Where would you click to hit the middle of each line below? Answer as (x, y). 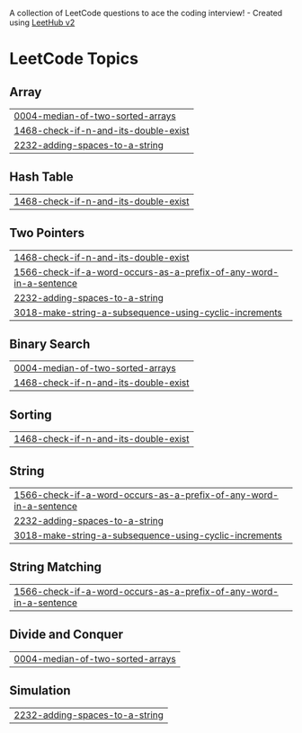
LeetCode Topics (74, 59)
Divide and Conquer (67, 635)
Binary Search (50, 344)
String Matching (55, 567)
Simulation (40, 691)
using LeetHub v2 (42, 22)
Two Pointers (47, 233)
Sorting (31, 415)
